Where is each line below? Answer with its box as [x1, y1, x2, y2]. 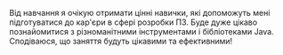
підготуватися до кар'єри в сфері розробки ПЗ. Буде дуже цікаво [9, 17, 258, 27]
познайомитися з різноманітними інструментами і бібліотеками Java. [9, 27, 274, 36]
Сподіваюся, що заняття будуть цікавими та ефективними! [9, 35, 233, 46]
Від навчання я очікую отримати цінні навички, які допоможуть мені [9, 8, 271, 18]
